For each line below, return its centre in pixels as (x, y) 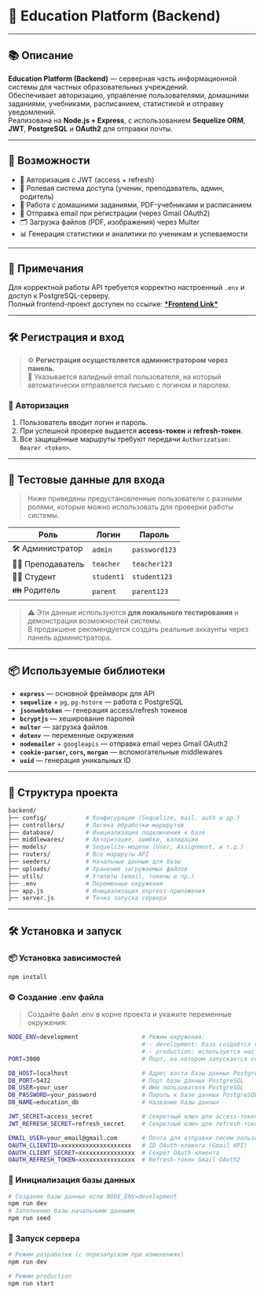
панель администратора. (70, 638)
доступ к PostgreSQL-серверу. (59, 296)
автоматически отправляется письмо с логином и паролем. (128, 385)
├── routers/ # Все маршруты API (79, 855)
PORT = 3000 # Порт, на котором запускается (128, 1059)
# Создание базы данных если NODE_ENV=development (93, 1196)
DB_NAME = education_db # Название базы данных (114, 1102)
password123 (154, 550)
